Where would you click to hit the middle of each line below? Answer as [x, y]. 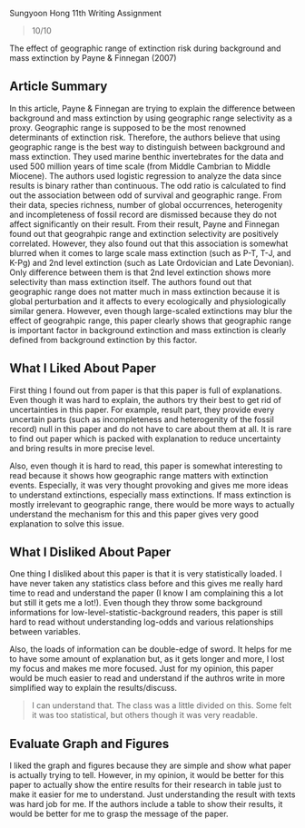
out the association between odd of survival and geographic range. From [146, 195]
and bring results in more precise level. [82, 448]
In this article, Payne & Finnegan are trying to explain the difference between [152, 108]
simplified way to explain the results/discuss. [93, 688]
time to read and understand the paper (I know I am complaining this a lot [147, 593]
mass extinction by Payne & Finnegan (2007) [93, 58]
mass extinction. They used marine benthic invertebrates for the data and [147, 156]
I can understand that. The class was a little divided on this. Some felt [162, 705]
